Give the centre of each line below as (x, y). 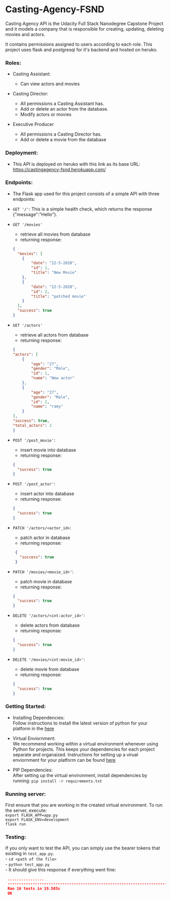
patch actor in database (45, 537)
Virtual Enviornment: (34, 738)
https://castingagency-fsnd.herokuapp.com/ (59, 169)
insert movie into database (48, 450)
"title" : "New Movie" (54, 273)
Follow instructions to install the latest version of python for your (80, 723)
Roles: (13, 63)
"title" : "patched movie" (59, 296)
